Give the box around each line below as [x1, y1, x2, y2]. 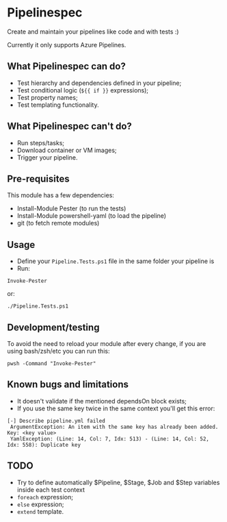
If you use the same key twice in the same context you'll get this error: [16, 404, 215, 412]
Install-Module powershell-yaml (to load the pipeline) [16, 212, 166, 220]
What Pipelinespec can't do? [7, 121, 132, 132]
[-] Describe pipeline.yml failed [7, 417, 106, 424]
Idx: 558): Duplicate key [7, 441, 81, 448]
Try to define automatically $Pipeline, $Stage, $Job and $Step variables [16, 478, 220, 486]
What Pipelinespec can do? [7, 60, 126, 73]
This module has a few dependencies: [7, 191, 115, 199]
